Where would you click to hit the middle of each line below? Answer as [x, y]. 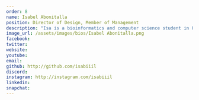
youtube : [17, 55]
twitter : [17, 45]
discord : [17, 72]
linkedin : [18, 83]
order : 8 [17, 11]
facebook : [18, 39]
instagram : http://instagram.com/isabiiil [59, 77]
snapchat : [18, 88]
